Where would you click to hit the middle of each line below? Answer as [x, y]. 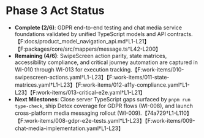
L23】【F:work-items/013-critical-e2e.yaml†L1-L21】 [80, 92]
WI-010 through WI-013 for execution [62, 69]
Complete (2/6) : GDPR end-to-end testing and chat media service [98, 27]
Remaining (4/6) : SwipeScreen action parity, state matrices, [91, 56]
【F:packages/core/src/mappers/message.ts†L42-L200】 [88, 49]
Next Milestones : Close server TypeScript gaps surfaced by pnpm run [103, 99]
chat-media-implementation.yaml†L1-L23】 [69, 128]
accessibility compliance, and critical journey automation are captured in [106, 62]
